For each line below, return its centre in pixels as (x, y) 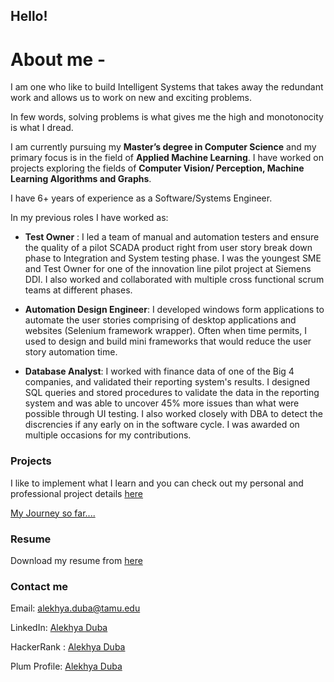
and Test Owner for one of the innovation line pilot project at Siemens (168, 269)
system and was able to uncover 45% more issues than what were (162, 403)
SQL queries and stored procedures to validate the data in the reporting (172, 393)
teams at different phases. (78, 290)
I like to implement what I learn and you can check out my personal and (157, 483)
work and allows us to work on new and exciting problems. (131, 98)
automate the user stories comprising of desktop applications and (160, 320)
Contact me (39, 586)
